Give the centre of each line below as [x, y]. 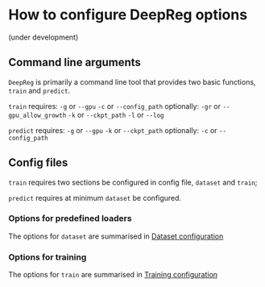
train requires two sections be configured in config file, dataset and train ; [133, 182]
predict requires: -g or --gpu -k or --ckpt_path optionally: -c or [113, 130]
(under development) [43, 37]
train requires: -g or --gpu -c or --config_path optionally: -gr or [115, 106]
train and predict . [39, 90]
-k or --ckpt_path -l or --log [116, 114]
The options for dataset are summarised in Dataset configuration [116, 236]
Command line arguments [75, 62]
